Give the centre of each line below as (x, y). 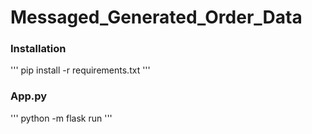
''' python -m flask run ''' (61, 118)
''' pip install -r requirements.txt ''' (80, 70)
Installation (38, 49)
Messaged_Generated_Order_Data (156, 17)
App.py (29, 96)
